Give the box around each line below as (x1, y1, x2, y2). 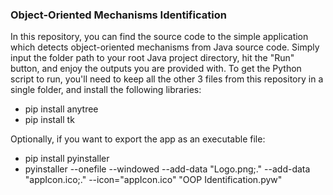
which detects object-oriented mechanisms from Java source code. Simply (10, 41, 320, 53)
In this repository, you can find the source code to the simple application (10, 31, 309, 43)
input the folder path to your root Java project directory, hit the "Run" (10, 52, 295, 64)
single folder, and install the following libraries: (10, 84, 202, 96)
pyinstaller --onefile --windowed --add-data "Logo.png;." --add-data (24, 163, 311, 175)
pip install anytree (24, 103, 99, 115)
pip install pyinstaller (24, 153, 110, 165)
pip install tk (24, 114, 75, 126)
